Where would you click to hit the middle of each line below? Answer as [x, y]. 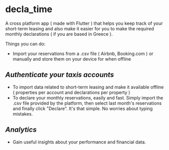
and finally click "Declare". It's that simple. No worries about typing [83, 108]
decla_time [29, 9]
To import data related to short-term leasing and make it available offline [88, 87]
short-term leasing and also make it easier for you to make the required [80, 28]
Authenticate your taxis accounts [60, 75]
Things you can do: [25, 43]
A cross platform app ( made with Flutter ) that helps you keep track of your [84, 23]
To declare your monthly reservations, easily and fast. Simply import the [88, 97]
